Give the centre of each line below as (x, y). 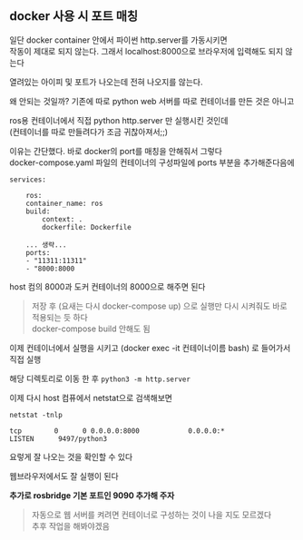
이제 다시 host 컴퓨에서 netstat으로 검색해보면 (91, 398)
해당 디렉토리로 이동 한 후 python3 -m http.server (100, 378)
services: (28, 180)
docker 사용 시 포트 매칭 (74, 16)
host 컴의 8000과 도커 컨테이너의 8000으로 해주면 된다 (108, 286)
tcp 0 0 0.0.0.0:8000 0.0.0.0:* (117, 431)
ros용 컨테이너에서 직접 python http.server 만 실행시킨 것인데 (119, 120)
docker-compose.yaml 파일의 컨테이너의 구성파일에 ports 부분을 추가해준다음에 (152, 162)
